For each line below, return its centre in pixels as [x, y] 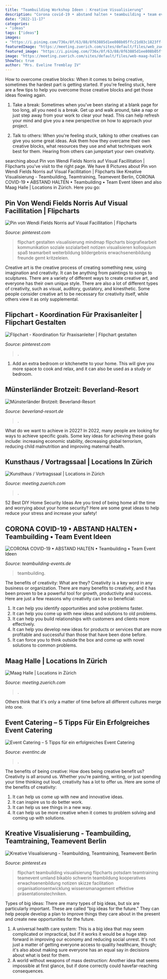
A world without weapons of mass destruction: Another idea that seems [86, 960]
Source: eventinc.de [26, 752]
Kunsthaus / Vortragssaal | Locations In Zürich [79, 462]
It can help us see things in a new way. [52, 807]
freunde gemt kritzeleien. [43, 258]
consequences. [28, 971]
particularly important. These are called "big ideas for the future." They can [82, 908]
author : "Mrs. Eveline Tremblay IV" [43, 65]
